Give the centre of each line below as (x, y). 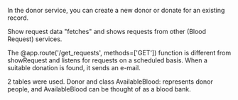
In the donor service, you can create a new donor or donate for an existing (116, 10)
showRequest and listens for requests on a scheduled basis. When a (108, 60)
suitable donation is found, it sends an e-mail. (74, 68)
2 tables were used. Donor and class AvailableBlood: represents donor (110, 82)
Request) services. (35, 39)
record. (18, 18)
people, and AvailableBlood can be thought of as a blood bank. (99, 89)
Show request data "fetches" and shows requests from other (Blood (107, 32)
